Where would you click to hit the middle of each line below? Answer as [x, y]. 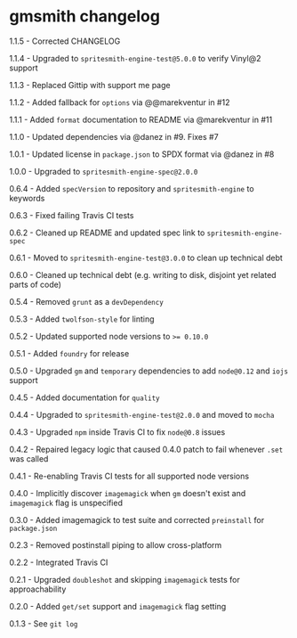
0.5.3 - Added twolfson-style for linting [82, 319]
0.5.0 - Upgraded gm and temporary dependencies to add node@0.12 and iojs [149, 371]
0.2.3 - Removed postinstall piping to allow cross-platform [116, 544]
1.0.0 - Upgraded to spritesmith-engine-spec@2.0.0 [104, 171]
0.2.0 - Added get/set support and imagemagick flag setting [118, 606]
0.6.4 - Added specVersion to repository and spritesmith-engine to [132, 188]
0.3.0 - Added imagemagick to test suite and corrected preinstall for [137, 519]
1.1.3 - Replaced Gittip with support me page [90, 85]
